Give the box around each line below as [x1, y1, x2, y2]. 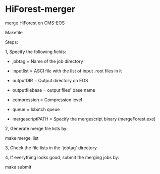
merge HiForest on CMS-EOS [5, 20, 65, 26]
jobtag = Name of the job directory [12, 58, 83, 64]
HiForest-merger [5, 3, 75, 15]
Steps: [5, 39, 18, 45]
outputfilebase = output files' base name [12, 87, 96, 93]
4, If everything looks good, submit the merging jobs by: [5, 154, 120, 160]
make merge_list [5, 135, 39, 141]
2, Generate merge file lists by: [5, 125, 68, 131]
